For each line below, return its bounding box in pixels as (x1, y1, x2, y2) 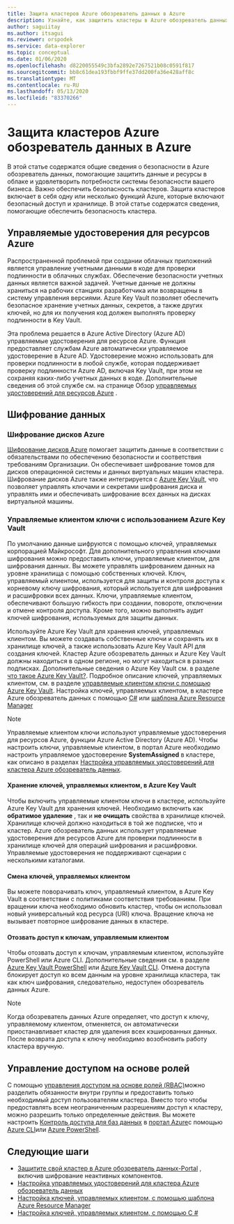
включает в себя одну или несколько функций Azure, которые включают (7, 192, 225, 200)
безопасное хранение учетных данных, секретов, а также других (7, 301, 203, 309)
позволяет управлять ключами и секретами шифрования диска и (7, 483, 203, 491)
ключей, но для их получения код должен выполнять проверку (7, 308, 196, 317)
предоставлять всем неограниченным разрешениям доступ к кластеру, (7, 1103, 223, 1112)
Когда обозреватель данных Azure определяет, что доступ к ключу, (7, 1013, 210, 1021)
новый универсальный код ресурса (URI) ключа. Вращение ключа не (7, 909, 214, 918)
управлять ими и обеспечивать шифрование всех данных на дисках (7, 490, 211, 499)
